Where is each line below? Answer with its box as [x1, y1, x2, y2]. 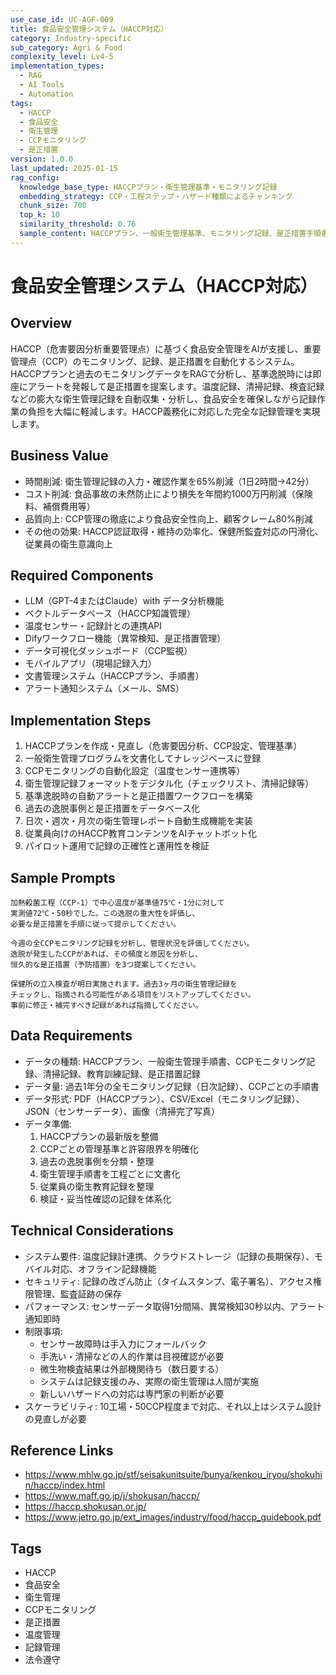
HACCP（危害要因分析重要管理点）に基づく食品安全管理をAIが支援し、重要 [10, 342, 322, 355]
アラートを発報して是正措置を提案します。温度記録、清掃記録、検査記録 [27, 380, 325, 392]
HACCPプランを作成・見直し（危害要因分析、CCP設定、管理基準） [24, 740, 303, 752]
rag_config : [10, 172, 60, 183]
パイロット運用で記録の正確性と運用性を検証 [24, 840, 210, 852]
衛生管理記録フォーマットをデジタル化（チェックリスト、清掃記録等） [24, 777, 315, 790]
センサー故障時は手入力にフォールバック [39, 1337, 207, 1350]
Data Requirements [10, 1027, 133, 1045]
